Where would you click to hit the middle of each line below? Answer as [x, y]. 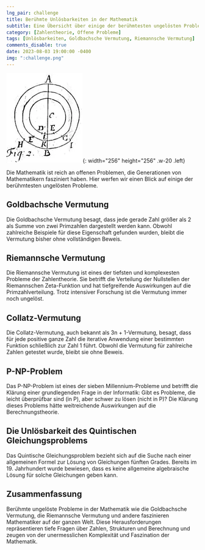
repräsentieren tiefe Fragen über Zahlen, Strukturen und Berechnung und [98, 528]
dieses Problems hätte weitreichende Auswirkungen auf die [81, 405]
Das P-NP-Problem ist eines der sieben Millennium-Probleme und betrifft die [102, 386]
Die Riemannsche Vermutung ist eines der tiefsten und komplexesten [93, 273]
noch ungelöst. [25, 299]
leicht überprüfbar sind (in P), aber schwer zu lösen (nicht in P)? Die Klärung [102, 399]
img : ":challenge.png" [35, 58]
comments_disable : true [37, 45]
